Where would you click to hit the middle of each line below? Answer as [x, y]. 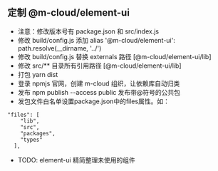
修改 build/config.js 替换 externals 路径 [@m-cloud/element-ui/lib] [114, 56]
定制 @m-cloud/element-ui [69, 13]
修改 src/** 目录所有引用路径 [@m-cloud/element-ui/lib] [99, 66]
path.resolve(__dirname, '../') [59, 48]
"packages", [38, 133]
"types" [31, 140]
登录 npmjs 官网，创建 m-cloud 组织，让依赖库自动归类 [99, 83]
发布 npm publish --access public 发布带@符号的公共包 [99, 92]
